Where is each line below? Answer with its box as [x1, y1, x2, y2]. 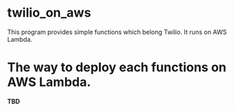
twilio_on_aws [7, 5, 92, 21]
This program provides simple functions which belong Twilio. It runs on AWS [7, 28, 227, 36]
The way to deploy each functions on [7, 60, 227, 76]
